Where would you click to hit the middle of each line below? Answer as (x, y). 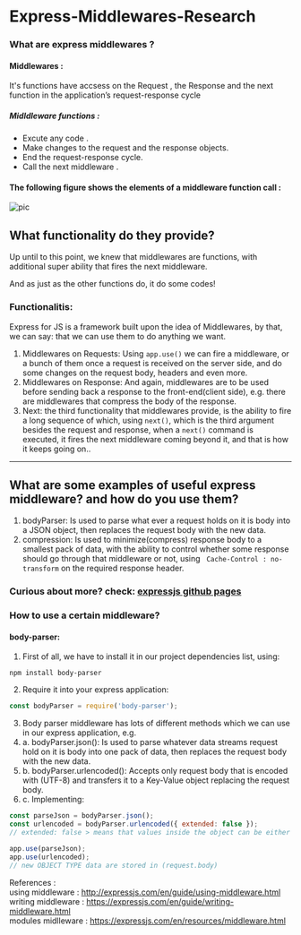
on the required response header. (123, 568)
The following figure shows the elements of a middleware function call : (146, 187)
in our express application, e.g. (79, 733)
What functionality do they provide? (112, 235)
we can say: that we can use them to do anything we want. (118, 336)
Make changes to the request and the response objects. (125, 148)
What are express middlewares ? (82, 45)
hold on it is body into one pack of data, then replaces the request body (155, 752)
